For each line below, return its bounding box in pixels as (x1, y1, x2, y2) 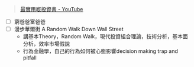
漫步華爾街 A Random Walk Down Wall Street (14, 26, 124, 33)
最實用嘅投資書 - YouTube (20, 6, 83, 12)
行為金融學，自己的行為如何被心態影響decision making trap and (22, 48, 179, 55)
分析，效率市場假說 (22, 41, 70, 48)
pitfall (22, 54, 37, 61)
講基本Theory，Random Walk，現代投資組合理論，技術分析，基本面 (22, 33, 189, 40)
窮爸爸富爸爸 (14, 18, 46, 25)
